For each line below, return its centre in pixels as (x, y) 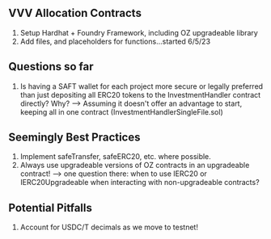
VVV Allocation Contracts (75, 13)
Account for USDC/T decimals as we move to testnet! (109, 227)
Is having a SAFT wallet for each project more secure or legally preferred (142, 86)
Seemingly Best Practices (74, 138)
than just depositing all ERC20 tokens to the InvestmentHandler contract (140, 94)
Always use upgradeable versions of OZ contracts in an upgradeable (135, 166)
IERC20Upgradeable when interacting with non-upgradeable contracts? (140, 182)
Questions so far (51, 67)
